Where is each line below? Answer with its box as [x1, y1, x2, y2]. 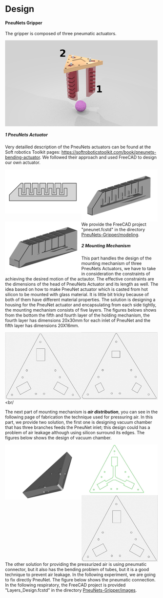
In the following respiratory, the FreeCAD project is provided [5, 582, 126, 588]
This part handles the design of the [81, 255, 152, 261]
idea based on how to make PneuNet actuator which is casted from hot [5, 286, 148, 292]
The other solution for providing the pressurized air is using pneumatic [5, 561, 147, 567]
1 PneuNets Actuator [5, 132, 48, 138]
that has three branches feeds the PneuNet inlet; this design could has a [5, 424, 150, 430]
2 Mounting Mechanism [81, 243, 131, 249]
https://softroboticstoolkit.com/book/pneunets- [61, 149, 157, 155]
